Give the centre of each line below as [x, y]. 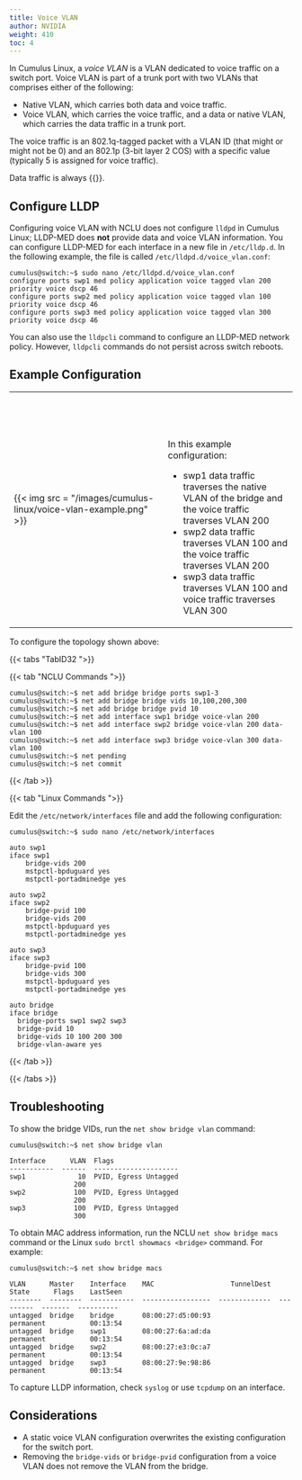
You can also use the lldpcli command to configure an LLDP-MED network [150, 337]
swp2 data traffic [219, 532]
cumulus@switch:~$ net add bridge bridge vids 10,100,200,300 [128, 701]
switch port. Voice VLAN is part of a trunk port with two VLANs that [134, 78]
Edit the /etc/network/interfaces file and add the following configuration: [146, 815]
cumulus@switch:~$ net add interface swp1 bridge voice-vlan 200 [134, 716]
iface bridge [34, 1013]
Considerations [53, 1416]
